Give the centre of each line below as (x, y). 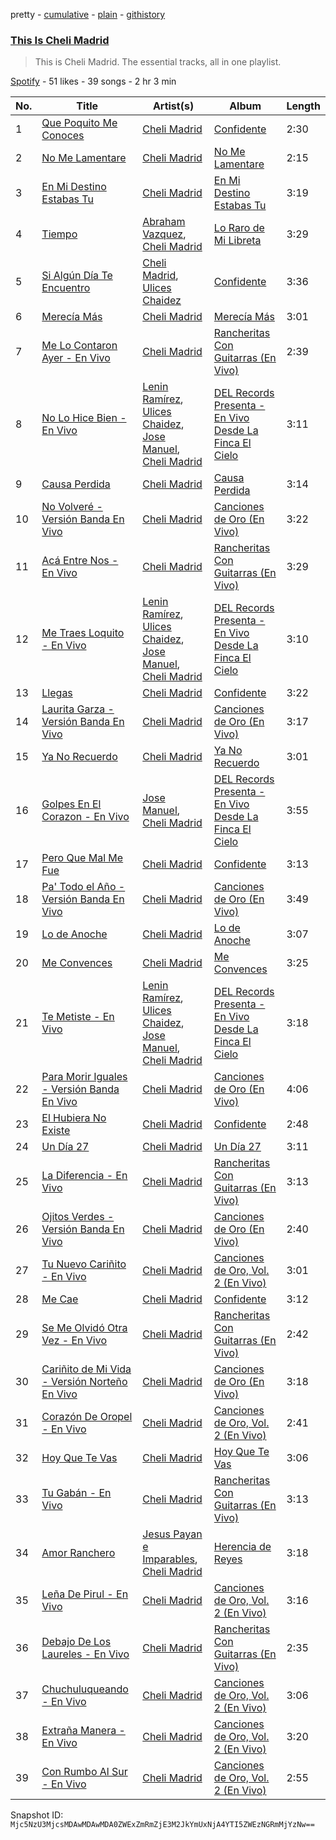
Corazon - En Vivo (85, 817)
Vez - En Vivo (74, 1341)
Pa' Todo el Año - (83, 887)
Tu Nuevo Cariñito (84, 1264)
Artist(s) (173, 106)
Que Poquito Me (79, 123)
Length (303, 106)
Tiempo (59, 234)
